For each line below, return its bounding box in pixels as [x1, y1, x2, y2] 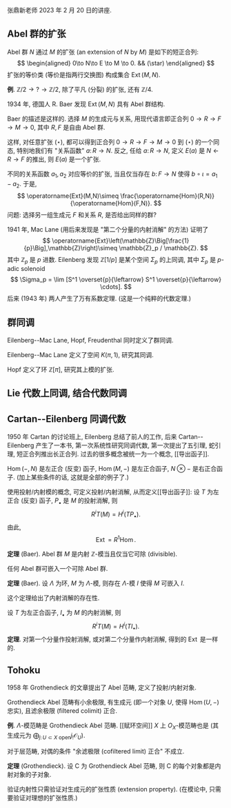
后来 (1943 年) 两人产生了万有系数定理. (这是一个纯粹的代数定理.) [7, 294, 192, 303]
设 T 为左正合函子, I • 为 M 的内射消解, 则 [7, 609, 121, 618]
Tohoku [7, 664, 41, 676]
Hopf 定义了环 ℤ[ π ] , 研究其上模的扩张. [7, 365, 114, 374]
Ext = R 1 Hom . [95, 534, 137, 544]
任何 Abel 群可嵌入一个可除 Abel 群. [7, 565, 108, 573]
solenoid [20, 265, 46, 273]
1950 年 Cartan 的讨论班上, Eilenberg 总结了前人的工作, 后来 [7, 433, 177, 441]
